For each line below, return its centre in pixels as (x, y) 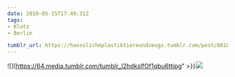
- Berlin (20, 33)
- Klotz (19, 26)
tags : (15, 20)
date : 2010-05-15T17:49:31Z (48, 14)
